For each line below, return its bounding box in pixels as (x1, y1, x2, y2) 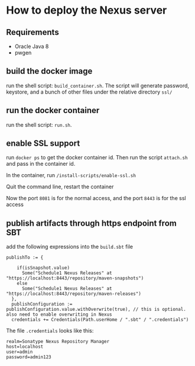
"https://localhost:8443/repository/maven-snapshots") (6, 275, 144, 281)
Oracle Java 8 (14, 43, 49, 50)
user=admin (6, 349, 33, 355)
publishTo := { (6, 255, 44, 261)
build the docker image (6, 66, 93, 76)
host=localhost (6, 344, 44, 350)
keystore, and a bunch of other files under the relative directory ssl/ (6, 88, 173, 95)
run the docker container (6, 105, 100, 115)
